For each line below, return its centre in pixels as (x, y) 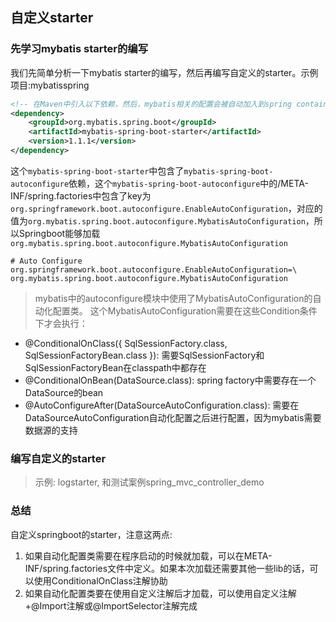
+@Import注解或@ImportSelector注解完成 (111, 605)
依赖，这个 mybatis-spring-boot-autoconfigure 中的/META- (188, 183)
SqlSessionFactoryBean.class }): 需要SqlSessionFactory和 (144, 355)
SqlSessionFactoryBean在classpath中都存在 (115, 367)
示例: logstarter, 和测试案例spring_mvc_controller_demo (149, 482)
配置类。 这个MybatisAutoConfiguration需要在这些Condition (176, 310)
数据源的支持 (51, 430)
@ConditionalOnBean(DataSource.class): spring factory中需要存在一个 (170, 380)
